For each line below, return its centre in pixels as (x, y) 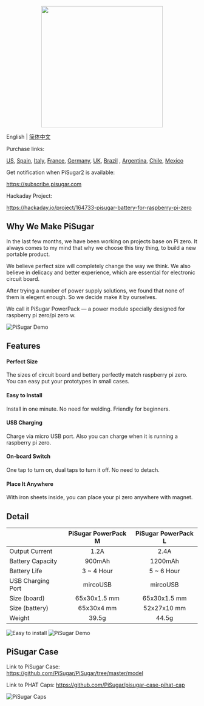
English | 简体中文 (29, 137)
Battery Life (26, 571)
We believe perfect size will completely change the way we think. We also (99, 266)
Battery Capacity (33, 561)
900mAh (97, 561)
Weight (19, 618)
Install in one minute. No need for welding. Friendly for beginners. (88, 409)
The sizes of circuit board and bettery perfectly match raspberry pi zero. (97, 375)
